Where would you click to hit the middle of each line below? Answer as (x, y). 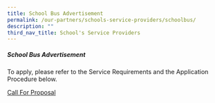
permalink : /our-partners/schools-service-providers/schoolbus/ (102, 20)
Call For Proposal (32, 93)
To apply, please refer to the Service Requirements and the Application (108, 72)
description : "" (30, 26)
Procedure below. (32, 79)
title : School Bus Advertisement (55, 13)
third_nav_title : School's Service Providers (74, 33)
